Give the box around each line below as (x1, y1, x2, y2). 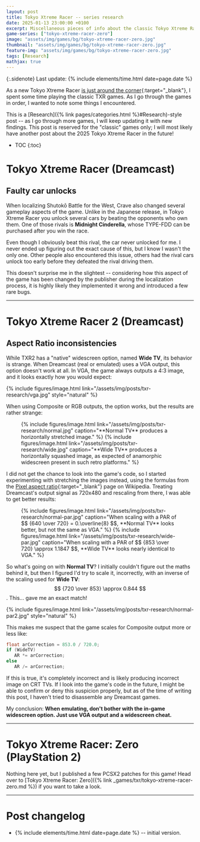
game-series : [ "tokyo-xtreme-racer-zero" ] (6, 31, 113, 37)
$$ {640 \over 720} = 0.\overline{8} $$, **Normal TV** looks (21, 519, 174, 527)
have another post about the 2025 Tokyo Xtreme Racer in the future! (6, 129, 174, 137)
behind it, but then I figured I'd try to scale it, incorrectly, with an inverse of (6, 569, 189, 576)
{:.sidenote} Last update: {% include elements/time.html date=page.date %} (6, 75, 193, 82)
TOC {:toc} (14, 141, 42, 148)
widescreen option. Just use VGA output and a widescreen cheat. (6, 711, 172, 719)
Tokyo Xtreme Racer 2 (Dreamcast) (6, 314, 185, 328)
